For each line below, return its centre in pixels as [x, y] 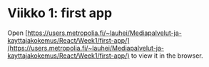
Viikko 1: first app [60, 13]
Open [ [17, 33]
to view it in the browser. [167, 56]
